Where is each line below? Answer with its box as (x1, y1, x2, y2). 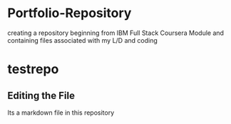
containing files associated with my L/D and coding (7, 36, 158, 44)
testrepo (7, 61, 59, 78)
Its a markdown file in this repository (7, 108, 115, 117)
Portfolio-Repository (7, 5, 132, 21)
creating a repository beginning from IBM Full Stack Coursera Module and (7, 29, 225, 37)
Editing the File (7, 89, 75, 101)
